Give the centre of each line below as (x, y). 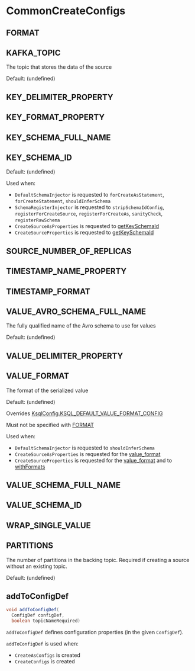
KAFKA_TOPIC (33, 52)
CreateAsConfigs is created (48, 655)
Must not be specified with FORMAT (50, 425)
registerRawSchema (37, 220)
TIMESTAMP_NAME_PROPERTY (66, 272)
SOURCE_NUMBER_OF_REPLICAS (69, 251)
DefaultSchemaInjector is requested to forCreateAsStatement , (89, 195)
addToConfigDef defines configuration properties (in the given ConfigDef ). (95, 632)
